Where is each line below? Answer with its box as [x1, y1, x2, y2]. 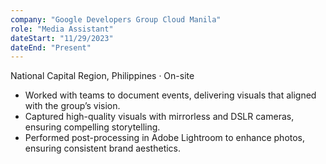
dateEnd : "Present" [10, 42, 92, 53]
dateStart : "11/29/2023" [10, 33, 114, 43]
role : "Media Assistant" [10, 24, 114, 34]
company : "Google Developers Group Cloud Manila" [10, 14, 222, 25]
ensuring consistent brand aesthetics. [24, 142, 182, 155]
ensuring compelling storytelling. [24, 121, 161, 133]
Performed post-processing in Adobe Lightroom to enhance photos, [24, 132, 306, 144]
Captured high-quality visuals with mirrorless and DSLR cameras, [24, 111, 295, 123]
